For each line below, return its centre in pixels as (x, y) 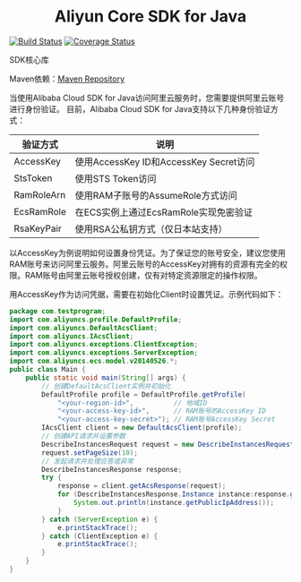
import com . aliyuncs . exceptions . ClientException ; (104, 345)
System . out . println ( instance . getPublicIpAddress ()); (174, 503)
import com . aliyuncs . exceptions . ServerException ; (104, 353)
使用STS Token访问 (116, 178)
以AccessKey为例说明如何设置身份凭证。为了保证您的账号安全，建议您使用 (148, 252)
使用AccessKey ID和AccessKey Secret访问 (165, 161)
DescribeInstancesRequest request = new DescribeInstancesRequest (168, 444)
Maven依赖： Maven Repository (67, 79)
